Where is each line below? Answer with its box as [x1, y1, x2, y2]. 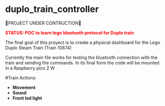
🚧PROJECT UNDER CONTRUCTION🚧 [5, 20, 81, 26]
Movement [12, 84, 36, 90]
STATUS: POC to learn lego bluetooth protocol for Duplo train [5, 29, 134, 35]
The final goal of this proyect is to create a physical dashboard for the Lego [5, 39, 160, 45]
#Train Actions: [5, 74, 36, 80]
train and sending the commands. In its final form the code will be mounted [5, 59, 160, 65]
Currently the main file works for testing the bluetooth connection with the [5, 54, 158, 60]
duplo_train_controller [5, 3, 99, 15]
